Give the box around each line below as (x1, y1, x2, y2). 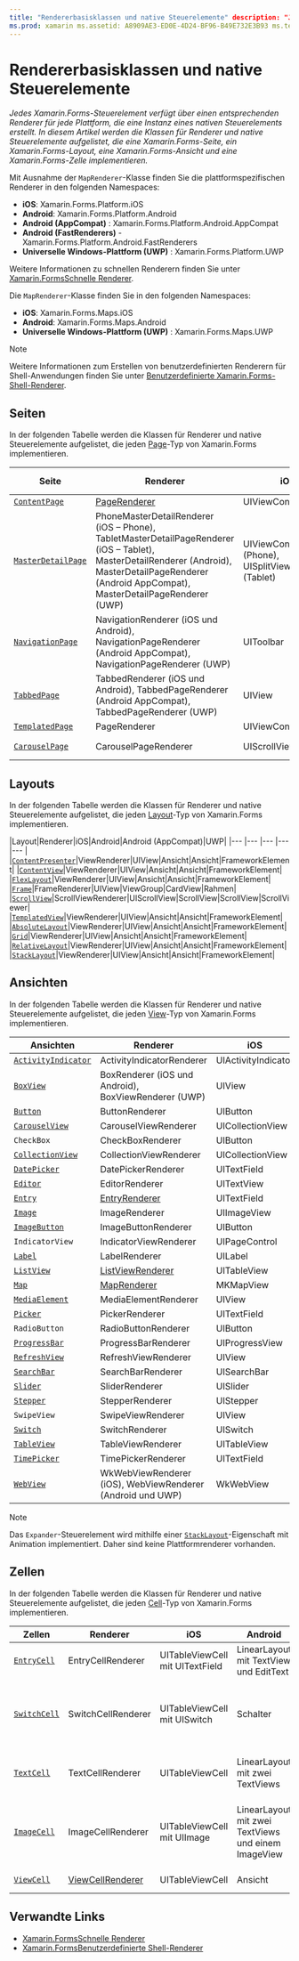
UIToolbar (243, 636, 285, 648)
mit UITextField (159, 1659, 222, 1672)
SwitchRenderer (100, 1423, 167, 1436)
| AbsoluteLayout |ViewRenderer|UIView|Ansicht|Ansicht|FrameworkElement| (9, 921, 287, 932)
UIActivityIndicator (215, 1054, 295, 1066)
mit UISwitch (159, 1713, 214, 1725)
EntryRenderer (100, 1192, 161, 1204)
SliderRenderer (100, 1380, 163, 1392)
